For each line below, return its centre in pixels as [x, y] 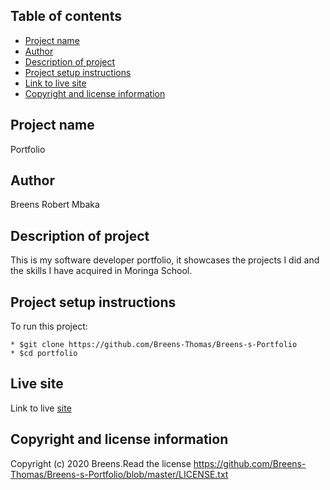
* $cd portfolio [44, 354]
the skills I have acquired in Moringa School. [101, 271]
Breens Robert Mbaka [55, 205]
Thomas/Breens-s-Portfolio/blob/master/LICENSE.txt [119, 474]
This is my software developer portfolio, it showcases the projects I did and [165, 260]
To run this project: [49, 326]
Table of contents [66, 16]
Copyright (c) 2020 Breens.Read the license [101, 463]
